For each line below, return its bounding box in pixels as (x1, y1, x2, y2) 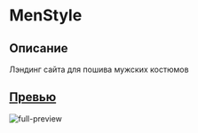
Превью (9, 90, 57, 105)
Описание (9, 41, 68, 56)
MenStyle (9, 5, 83, 26)
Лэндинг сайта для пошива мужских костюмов (9, 64, 189, 74)
